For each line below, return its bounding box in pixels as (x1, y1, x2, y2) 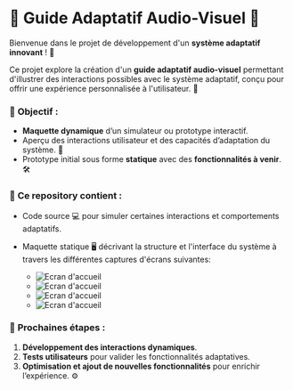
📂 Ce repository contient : (9, 190, 123, 202)
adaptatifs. (21, 223, 62, 234)
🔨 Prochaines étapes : (9, 321, 106, 334)
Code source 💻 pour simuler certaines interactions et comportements (21, 210, 280, 221)
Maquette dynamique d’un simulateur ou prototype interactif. (21, 126, 248, 136)
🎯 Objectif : (9, 105, 59, 118)
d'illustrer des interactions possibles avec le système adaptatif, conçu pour (9, 73, 285, 84)
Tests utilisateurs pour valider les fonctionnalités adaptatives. (21, 351, 251, 362)
